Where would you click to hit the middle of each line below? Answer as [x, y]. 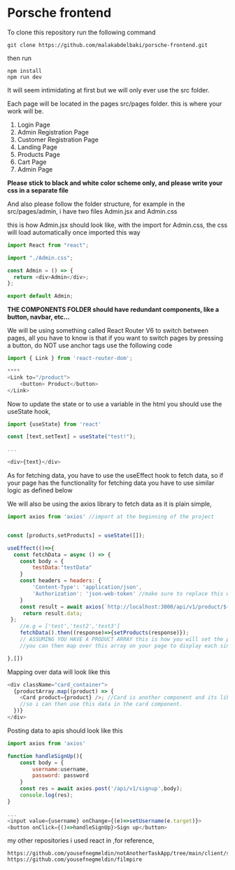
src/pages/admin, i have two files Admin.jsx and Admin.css [92, 211]
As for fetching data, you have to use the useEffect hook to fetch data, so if [115, 476]
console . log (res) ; [47, 795]
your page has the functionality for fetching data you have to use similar [111, 483]
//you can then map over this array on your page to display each [119, 646]
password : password [61, 775]
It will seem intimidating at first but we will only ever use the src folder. [108, 90]
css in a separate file [38, 190]
